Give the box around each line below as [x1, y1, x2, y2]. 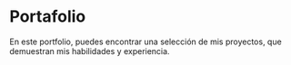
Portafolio [9, 6, 86, 27]
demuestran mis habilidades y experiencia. [9, 45, 170, 56]
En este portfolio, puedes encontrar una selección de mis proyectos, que [9, 36, 282, 47]
